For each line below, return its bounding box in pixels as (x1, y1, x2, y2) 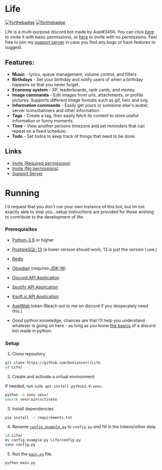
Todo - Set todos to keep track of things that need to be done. (12, 133, 136, 139)
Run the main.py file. (12, 451, 53, 457)
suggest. (5, 44, 23, 50)
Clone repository (12, 351, 46, 357)
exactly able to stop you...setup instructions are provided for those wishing (5, 209, 154, 215)
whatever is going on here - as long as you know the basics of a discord (12, 322, 156, 328)
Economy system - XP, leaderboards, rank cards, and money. (12, 86, 136, 93)
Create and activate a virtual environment (12, 373, 95, 379)
